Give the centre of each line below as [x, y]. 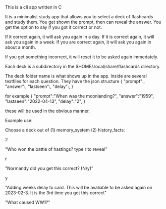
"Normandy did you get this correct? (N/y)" [49, 168]
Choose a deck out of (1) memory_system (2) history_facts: [65, 130]
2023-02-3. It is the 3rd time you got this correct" [56, 193]
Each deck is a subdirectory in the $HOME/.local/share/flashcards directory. [83, 66]
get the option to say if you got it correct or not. [54, 27]
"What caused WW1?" [28, 202]
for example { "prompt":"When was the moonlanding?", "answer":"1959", [80, 96]
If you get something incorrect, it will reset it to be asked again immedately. [82, 57]
